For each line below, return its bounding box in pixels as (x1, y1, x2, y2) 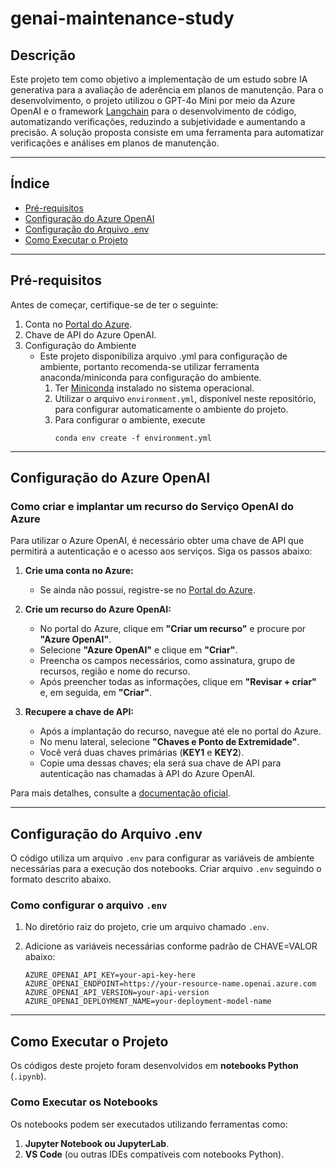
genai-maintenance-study (10, 7, 235, 30)
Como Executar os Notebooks (10, 1095, 158, 1109)
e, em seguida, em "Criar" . (39, 687, 152, 699)
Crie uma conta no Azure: (24, 565, 134, 577)
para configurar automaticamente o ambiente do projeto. (54, 403, 289, 415)
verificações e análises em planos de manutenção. (10, 137, 220, 149)
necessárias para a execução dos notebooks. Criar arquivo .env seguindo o (10, 863, 322, 875)
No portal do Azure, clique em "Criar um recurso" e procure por (39, 623, 307, 635)
